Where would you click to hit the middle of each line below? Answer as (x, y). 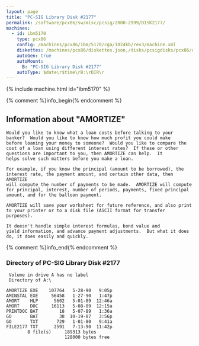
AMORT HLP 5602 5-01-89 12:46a (59, 301)
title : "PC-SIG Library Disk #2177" (51, 17)
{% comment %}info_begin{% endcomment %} (64, 101)
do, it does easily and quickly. (47, 237)
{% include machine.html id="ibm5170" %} (58, 89)
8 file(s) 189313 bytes (62, 332)
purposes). (20, 216)
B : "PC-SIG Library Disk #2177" (62, 67)
